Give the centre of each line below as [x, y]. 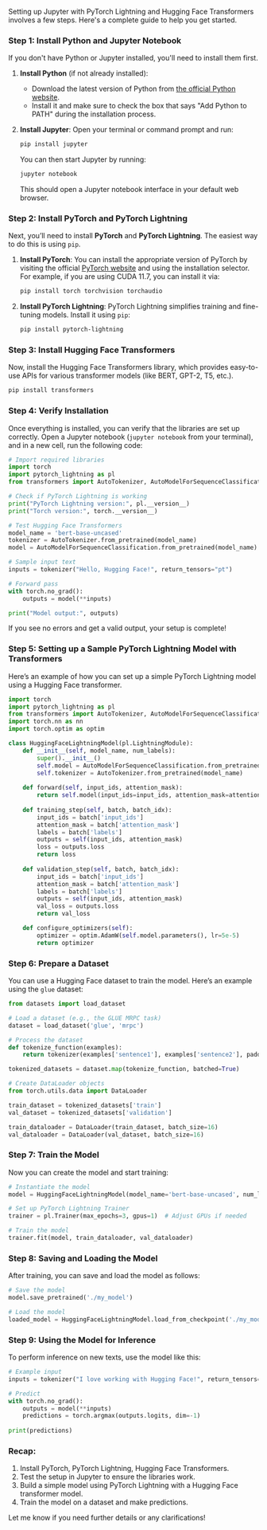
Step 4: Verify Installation [58, 411]
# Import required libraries [56, 460]
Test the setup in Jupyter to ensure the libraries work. [108, 1477]
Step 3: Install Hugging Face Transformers [92, 350]
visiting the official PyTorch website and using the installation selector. [135, 268]
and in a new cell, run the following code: [75, 445]
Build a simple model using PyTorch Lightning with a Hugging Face [129, 1485]
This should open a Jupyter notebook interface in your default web [129, 190]
